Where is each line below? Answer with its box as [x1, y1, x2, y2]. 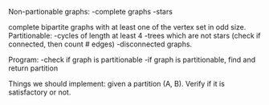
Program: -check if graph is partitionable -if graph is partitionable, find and [8, 55, 256, 64]
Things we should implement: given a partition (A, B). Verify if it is [8, 79, 225, 88]
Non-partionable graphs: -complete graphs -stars [8, 7, 173, 16]
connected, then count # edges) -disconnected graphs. [8, 39, 193, 49]
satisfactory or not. [8, 87, 71, 97]
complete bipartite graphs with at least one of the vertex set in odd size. [8, 22, 247, 31]
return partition [8, 63, 59, 73]
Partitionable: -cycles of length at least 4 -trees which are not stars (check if [8, 31, 261, 40]
